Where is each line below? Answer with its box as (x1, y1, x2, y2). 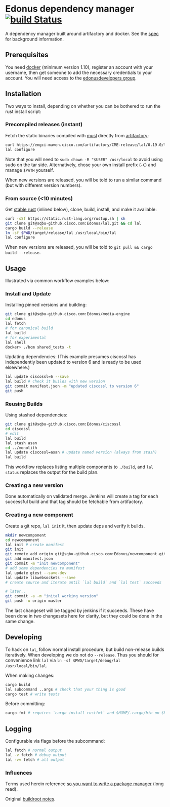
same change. (5, 619, 35, 625)
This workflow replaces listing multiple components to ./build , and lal (5, 464, 153, 470)
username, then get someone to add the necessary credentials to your (5, 69, 152, 75)
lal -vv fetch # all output (5, 757, 65, 762)
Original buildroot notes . (5, 796, 56, 802)
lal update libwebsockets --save (5, 575, 76, 580)
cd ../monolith (5, 445, 37, 450)
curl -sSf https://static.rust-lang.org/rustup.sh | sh (5, 216, 125, 221)
